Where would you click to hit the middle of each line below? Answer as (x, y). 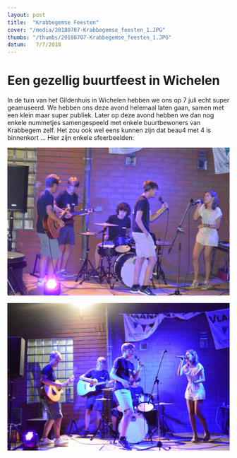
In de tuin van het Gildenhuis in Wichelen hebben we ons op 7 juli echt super (119, 100)
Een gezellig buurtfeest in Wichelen (114, 81)
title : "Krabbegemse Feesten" (53, 22)
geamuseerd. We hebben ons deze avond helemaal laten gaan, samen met (116, 108)
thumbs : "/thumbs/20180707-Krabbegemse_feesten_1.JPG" (90, 37)
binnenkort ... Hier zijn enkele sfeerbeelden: (71, 138)
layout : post (26, 15)
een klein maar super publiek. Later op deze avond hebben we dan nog (111, 115)
